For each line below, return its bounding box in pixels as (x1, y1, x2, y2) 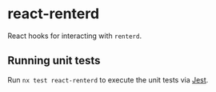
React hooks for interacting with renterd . (7, 31, 142, 40)
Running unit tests (7, 54, 101, 67)
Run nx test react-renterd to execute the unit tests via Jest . (7, 75, 209, 84)
